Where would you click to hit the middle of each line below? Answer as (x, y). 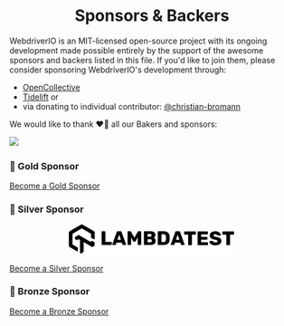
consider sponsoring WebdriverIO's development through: (118, 70)
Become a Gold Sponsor (55, 186)
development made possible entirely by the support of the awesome (137, 50)
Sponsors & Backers (152, 16)
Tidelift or (40, 97)
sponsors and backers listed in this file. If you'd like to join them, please (142, 60)
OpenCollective (51, 87)
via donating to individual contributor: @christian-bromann (132, 106)
